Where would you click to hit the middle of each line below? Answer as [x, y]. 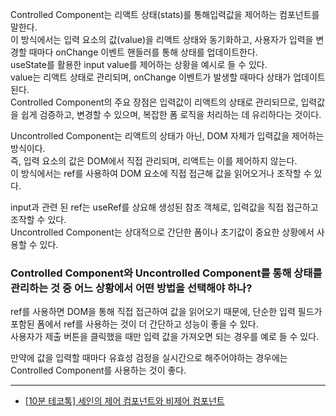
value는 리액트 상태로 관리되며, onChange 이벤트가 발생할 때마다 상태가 [151, 77]
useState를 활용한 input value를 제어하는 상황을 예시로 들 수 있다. [139, 64]
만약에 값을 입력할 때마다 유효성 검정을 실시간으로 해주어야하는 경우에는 [149, 358]
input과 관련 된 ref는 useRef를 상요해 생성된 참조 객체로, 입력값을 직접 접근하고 [164, 207]
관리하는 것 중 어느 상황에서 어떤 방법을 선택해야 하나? [131, 288]
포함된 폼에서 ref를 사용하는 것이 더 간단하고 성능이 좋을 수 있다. [134, 324]
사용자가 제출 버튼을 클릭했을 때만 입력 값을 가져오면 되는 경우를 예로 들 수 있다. [165, 337]
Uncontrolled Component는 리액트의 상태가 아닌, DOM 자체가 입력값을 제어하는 [167, 136]
